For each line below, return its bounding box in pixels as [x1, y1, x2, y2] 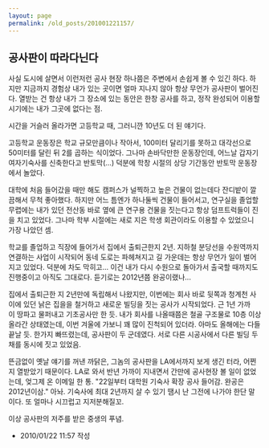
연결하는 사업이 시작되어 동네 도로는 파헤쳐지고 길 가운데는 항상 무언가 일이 [8, 252, 243, 262]
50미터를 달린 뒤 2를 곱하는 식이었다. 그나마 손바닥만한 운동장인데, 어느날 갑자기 [8, 148, 259, 157]
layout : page [8, 11, 52, 20]
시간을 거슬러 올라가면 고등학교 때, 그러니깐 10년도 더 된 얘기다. [8, 121, 206, 131]
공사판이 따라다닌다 [8, 51, 99, 64]
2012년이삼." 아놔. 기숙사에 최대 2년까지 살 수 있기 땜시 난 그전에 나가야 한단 [8, 387, 247, 397]
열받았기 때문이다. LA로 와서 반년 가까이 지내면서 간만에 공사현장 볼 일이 [16, 367, 243, 377]
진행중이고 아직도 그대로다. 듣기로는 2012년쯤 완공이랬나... [8, 272, 191, 282]
